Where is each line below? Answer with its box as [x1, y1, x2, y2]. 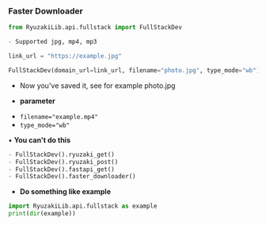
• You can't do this [8, 135, 71, 144]
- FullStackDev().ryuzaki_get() [8, 151, 115, 158]
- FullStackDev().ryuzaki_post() [8, 158, 119, 166]
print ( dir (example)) [8, 210, 77, 218]
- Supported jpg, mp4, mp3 [8, 38, 97, 46]
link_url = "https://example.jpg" [8, 52, 123, 60]
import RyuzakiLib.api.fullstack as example [8, 202, 158, 211]
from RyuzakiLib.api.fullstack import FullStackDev [8, 24, 182, 32]
